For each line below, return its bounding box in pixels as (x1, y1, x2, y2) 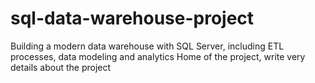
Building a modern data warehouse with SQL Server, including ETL (10, 40, 285, 52)
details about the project (10, 61, 112, 73)
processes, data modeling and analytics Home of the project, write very (10, 50, 306, 62)
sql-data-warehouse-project (10, 7, 255, 30)
